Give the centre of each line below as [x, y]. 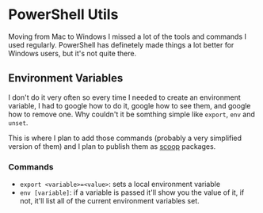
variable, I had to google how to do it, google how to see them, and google [130, 105]
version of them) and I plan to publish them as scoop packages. [112, 146]
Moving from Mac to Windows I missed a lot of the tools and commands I [128, 36]
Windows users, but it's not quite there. [72, 53]
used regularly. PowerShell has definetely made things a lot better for [121, 44]
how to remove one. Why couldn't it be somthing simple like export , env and [132, 114]
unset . [18, 122]
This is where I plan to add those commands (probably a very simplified [125, 138]
